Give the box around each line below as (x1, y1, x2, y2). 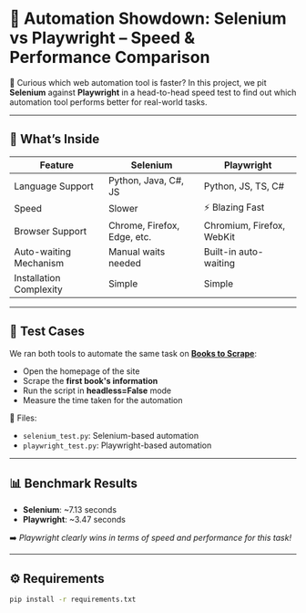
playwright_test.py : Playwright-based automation (22, 440, 212, 451)
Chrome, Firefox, (107, 219, 180, 232)
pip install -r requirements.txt (9, 595, 137, 605)
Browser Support (14, 224, 87, 237)
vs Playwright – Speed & (9, 27, 196, 48)
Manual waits (107, 245, 166, 258)
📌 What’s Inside (9, 131, 100, 147)
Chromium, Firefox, (203, 219, 286, 232)
